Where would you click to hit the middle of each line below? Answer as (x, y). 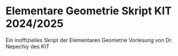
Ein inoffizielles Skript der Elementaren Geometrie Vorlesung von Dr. (89, 40)
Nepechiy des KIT (28, 46)
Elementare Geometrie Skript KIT (89, 11)
